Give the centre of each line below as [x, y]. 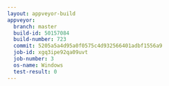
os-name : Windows [38, 65]
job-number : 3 [34, 59]
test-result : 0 [35, 71]
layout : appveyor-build [42, 14]
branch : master [35, 26]
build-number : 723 [40, 40]
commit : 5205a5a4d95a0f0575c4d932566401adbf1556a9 [88, 46]
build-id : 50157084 [42, 33]
